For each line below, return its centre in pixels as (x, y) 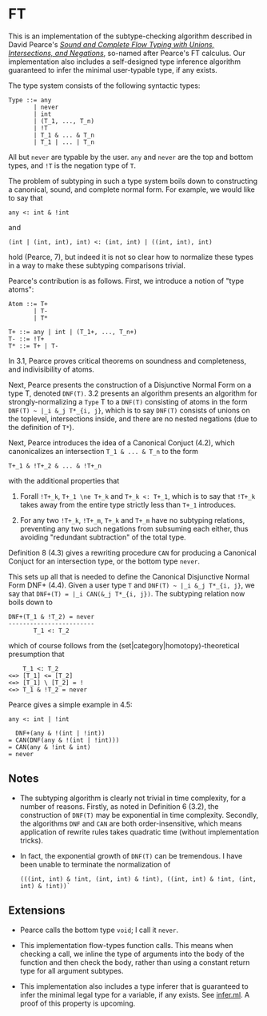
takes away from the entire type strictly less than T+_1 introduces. (128, 504)
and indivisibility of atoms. (51, 369)
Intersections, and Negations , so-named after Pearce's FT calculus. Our (127, 53)
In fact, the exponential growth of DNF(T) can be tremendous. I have (131, 855)
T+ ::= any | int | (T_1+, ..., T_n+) (73, 332)
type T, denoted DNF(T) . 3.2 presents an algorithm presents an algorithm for (133, 393)
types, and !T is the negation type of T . (72, 165)
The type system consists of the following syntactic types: (104, 86)
